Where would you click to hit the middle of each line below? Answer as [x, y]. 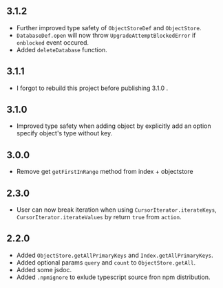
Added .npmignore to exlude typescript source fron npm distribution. [113, 277]
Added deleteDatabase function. [62, 49]
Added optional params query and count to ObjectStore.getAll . [106, 262]
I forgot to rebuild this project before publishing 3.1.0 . [92, 88]
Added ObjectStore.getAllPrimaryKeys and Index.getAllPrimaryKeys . [115, 255]
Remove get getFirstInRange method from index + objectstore [105, 172]
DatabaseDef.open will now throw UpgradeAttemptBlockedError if [106, 35]
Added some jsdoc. [44, 269]
